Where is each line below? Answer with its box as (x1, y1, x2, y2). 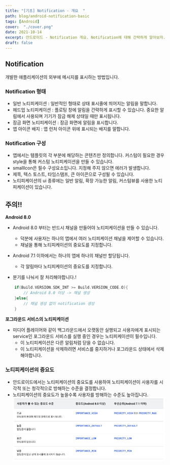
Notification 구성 (5, 140, 46, 147)
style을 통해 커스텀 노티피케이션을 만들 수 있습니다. (12, 159, 114, 165)
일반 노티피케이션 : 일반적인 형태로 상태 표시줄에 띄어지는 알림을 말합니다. (12, 100, 158, 106)
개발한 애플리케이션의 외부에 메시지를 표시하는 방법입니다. (5, 74, 119, 80)
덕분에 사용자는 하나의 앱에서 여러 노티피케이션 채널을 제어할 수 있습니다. (20, 235, 164, 241)
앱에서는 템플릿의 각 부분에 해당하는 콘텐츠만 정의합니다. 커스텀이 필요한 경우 (12, 152, 165, 159)
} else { (14, 295, 28, 301)
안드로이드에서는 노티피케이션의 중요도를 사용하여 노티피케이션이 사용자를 (12, 379, 158, 385)
